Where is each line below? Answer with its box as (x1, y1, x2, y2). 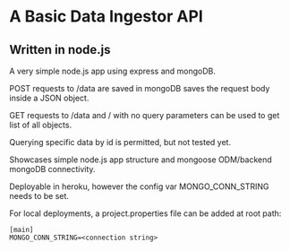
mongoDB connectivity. (9, 164, 96, 174)
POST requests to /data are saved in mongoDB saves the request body (9, 83, 270, 93)
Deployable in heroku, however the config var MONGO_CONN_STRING (9, 181, 269, 192)
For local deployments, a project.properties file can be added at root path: (9, 208, 282, 219)
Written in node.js (9, 42, 111, 57)
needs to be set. (9, 191, 70, 201)
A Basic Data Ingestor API (9, 6, 203, 27)
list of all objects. (9, 119, 72, 130)
